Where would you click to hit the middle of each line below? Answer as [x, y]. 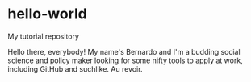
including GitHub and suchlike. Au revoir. [75, 68]
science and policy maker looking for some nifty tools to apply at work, [125, 60]
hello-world [48, 14]
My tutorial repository [44, 36]
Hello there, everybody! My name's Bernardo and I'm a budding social [124, 51]
